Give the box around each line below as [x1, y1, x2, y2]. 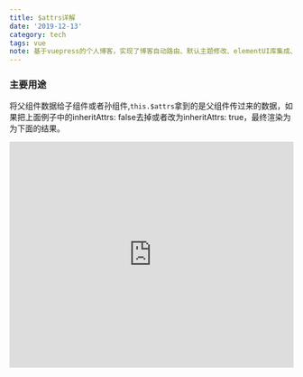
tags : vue [9, 38, 47, 48]
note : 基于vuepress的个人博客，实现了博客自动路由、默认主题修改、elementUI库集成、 [9, 47, 298, 56]
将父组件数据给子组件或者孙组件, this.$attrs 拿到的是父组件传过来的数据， [9, 100, 286, 111]
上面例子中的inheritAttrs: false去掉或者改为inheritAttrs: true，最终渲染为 [24, 112, 291, 123]
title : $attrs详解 [9, 13, 76, 23]
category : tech [9, 30, 67, 39]
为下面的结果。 [9, 123, 65, 134]
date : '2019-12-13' [9, 22, 83, 31]
